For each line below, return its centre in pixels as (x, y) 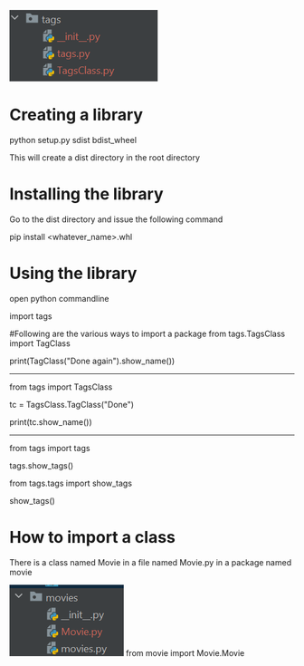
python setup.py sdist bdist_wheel (73, 140)
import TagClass (40, 343)
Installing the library (87, 194)
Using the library (73, 274)
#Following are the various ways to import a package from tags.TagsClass (147, 333)
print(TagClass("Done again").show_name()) (92, 361)
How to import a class (93, 537)
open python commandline (60, 298)
